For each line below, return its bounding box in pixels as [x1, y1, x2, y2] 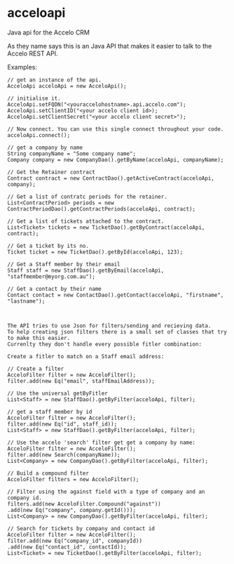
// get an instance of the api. [7, 76, 102, 84]
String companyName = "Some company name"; [7, 150, 137, 157]
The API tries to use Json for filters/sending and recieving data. [7, 322, 212, 329]
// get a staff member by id [7, 408, 92, 415]
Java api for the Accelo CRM [7, 28, 90, 37]
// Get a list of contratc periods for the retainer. [7, 193, 168, 200]
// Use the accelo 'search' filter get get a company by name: [7, 439, 196, 446]
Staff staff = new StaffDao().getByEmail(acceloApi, [7, 267, 165, 274]
